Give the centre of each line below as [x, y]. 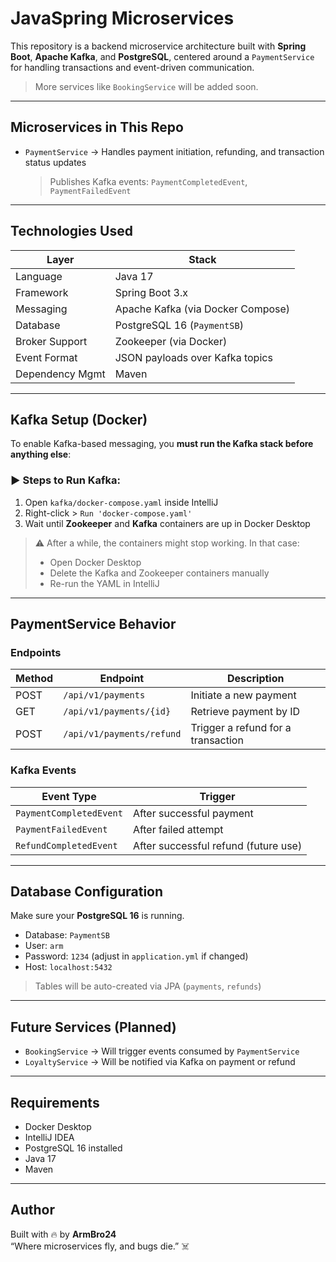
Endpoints [36, 652]
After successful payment [193, 813]
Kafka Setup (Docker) [79, 419]
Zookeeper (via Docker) [171, 341]
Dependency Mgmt [60, 374]
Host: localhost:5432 [68, 967]
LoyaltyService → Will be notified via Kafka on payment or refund [160, 1062]
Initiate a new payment [243, 695]
